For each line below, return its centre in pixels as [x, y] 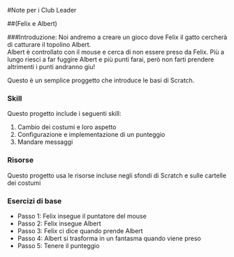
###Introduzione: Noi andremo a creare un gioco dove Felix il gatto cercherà [117, 37]
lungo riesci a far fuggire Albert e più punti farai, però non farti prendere [111, 59]
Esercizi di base [35, 200]
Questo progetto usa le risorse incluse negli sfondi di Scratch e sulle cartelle [117, 175]
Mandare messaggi [45, 142]
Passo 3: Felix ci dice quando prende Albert [80, 230]
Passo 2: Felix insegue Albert [59, 223]
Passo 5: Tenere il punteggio [58, 245]
